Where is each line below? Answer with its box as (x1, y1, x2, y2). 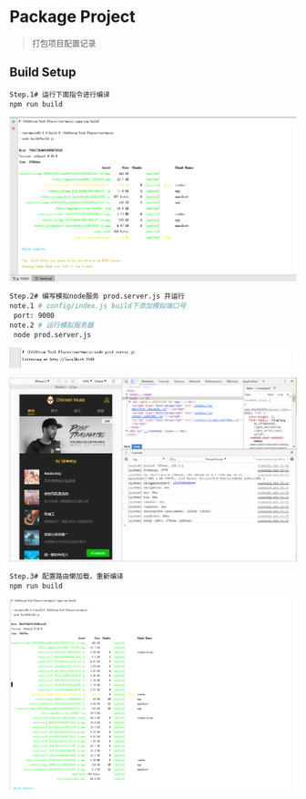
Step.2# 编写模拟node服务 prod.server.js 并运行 (9, 292, 185, 302)
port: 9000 (13, 312, 55, 321)
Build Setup (9, 65, 76, 80)
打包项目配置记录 (31, 37, 97, 48)
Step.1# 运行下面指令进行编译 (9, 89, 111, 99)
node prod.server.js (13, 330, 92, 339)
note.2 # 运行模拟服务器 (9, 321, 94, 330)
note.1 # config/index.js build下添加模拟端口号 (9, 302, 187, 311)
